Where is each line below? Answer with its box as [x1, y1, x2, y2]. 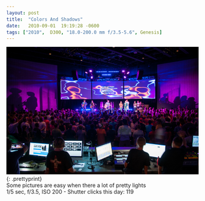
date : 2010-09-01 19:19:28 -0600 [6, 23, 99, 29]
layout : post [6, 10, 40, 16]
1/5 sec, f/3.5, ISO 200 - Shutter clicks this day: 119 [6, 188, 134, 195]
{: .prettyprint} [6, 175, 43, 182]
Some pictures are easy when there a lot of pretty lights [6, 182, 146, 189]
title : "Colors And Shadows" [6, 16, 84, 23]
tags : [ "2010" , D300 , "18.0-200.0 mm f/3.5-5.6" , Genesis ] [6, 29, 163, 35]
